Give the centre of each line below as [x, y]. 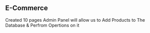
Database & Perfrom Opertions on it [42, 25]
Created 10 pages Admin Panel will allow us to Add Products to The [75, 20]
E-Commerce [27, 8]
